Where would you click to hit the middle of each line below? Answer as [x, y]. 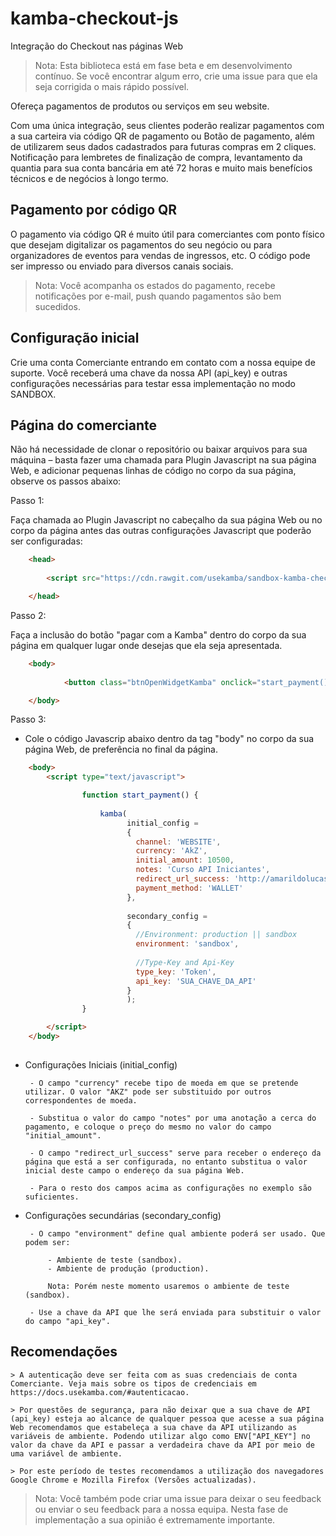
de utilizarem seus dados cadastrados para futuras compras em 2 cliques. [163, 146]
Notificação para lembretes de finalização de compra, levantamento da [156, 157]
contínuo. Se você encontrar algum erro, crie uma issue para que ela [176, 76]
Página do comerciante [84, 425]
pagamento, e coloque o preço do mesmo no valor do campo [148, 1127]
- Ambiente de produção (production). [128, 1268]
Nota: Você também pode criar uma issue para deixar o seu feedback [178, 1498]
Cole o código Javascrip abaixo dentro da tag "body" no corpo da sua [169, 739]
